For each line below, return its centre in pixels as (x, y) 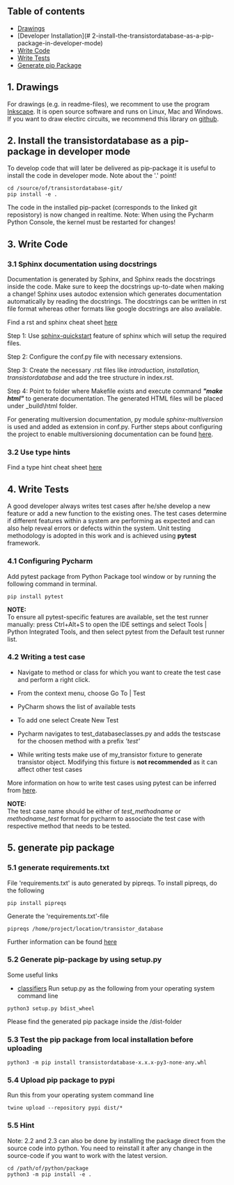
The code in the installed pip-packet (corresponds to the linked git (102, 208)
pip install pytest (36, 596)
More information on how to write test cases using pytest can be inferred (112, 782)
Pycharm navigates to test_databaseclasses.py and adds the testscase (119, 734)
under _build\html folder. (42, 406)
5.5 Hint (21, 1126)
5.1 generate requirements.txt (58, 868)
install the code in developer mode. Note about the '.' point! (92, 176)
